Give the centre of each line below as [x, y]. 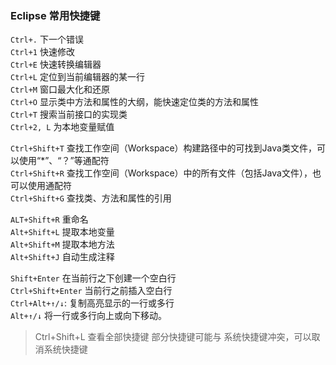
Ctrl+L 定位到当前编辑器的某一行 [77, 77]
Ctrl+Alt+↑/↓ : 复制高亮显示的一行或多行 [92, 303]
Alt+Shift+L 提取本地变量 [62, 232]
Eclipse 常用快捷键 [55, 15]
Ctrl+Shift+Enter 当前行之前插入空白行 [91, 291]
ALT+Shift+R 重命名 [49, 219]
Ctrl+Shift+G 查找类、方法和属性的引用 [91, 198]
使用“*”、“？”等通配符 [64, 161]
